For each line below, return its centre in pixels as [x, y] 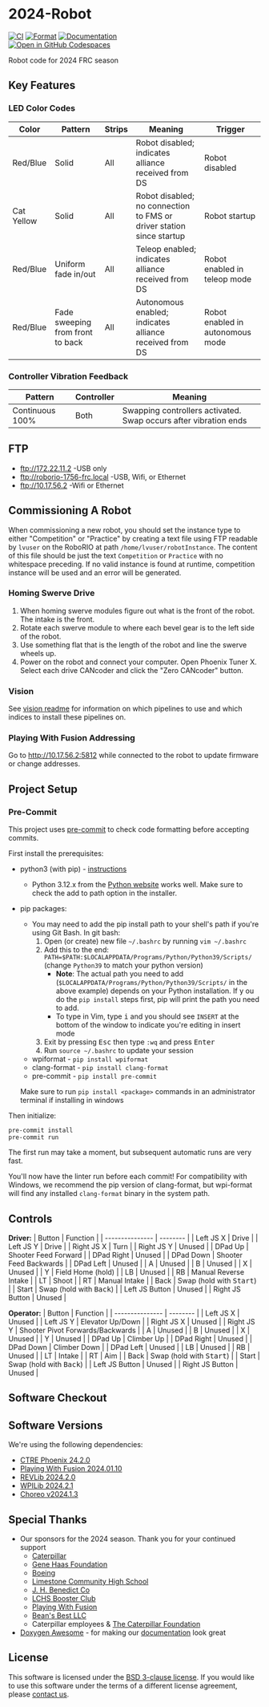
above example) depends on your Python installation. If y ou [155, 991]
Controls [30, 1219]
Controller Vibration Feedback [68, 376]
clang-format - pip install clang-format [100, 1068]
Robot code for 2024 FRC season [63, 60]
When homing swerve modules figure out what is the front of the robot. [137, 610]
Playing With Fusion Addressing [72, 738]
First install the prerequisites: [56, 853]
